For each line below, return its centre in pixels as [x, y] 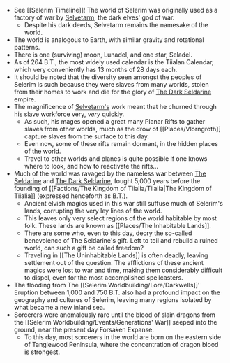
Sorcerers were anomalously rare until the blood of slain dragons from [115, 315]
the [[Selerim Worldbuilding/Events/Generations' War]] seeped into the [115, 322]
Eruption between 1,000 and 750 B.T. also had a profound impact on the [117, 292]
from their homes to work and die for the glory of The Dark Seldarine [113, 92]
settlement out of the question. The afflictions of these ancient [114, 263]
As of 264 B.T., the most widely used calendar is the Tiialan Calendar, [114, 62]
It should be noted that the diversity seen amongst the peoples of [108, 77]
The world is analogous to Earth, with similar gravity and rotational [109, 40]
